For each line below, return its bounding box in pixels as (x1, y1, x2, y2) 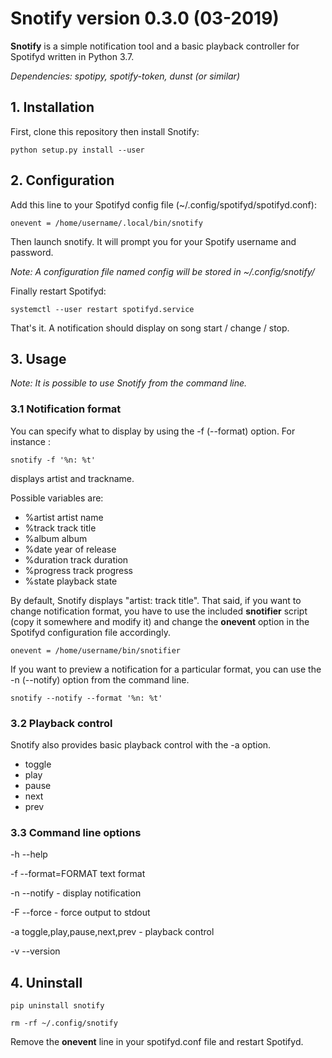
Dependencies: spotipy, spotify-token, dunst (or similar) (10, 70, 240, 82)
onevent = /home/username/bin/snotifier (10, 645, 182, 656)
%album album (24, 532, 88, 544)
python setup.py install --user (10, 145, 145, 155)
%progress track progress (24, 564, 133, 576)
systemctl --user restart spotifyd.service (10, 304, 195, 314)
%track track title (24, 522, 97, 534)
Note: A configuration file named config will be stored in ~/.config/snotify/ (10, 265, 315, 277)
